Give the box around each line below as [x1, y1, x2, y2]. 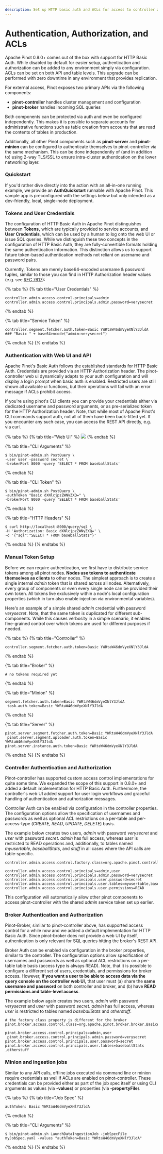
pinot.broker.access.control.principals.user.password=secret [5, 1039, 133, 1044]
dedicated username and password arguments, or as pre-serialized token [5, 404, 152, 409]
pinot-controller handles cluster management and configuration [12, 99, 141, 105]
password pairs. [5, 257, 37, 263]
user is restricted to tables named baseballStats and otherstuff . [5, 1008, 132, 1014]
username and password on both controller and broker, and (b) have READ [5, 984, 156, 989]
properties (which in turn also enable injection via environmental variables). [5, 595, 156, 601]
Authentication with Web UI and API [5, 352, 91, 359]
